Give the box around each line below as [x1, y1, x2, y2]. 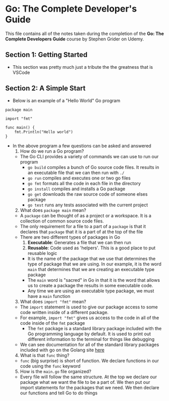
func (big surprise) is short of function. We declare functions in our [20, 358, 159, 364]
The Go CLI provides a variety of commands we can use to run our [20, 153, 159, 159]
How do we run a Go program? [20, 148, 84, 154]
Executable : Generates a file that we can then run [27, 239, 132, 245]
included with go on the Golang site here [20, 347, 105, 353]
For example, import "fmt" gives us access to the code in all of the [20, 315, 159, 321]
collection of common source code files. [20, 218, 104, 224]
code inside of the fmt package [20, 320, 85, 326]
